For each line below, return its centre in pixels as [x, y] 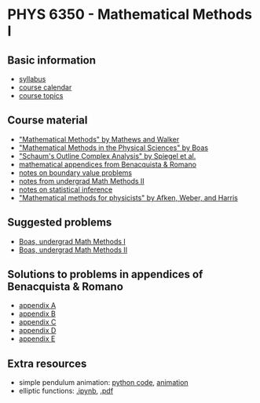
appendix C [37, 322]
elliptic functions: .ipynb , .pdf [66, 391]
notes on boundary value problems [75, 172]
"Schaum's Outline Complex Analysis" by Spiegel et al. [107, 156]
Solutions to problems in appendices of [105, 275]
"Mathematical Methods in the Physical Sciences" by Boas [114, 148]
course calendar [45, 87]
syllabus [32, 79]
